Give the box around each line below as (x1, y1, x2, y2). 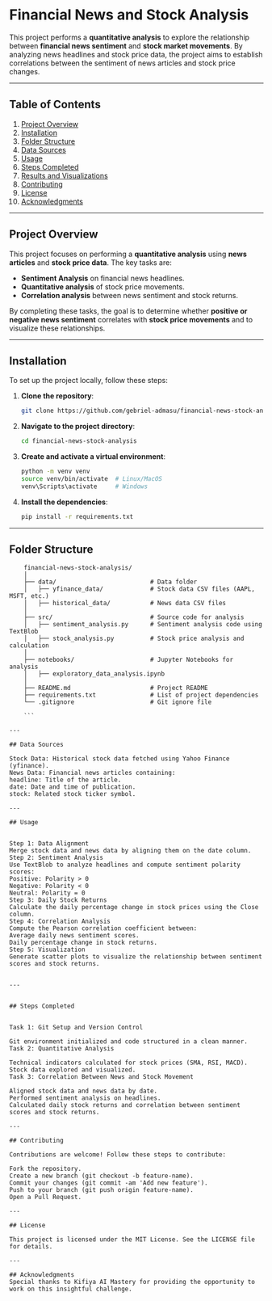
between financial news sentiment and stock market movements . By (9, 40, 243, 50)
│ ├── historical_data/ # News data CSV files (23, 600, 227, 608)
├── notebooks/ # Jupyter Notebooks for (23, 656, 233, 664)
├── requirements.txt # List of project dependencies (23, 691, 259, 700)
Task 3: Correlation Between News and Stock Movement (9, 1073, 195, 1081)
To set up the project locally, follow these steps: (9, 376, 169, 385)
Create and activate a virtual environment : (20, 452, 166, 461)
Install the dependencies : (20, 497, 108, 507)
